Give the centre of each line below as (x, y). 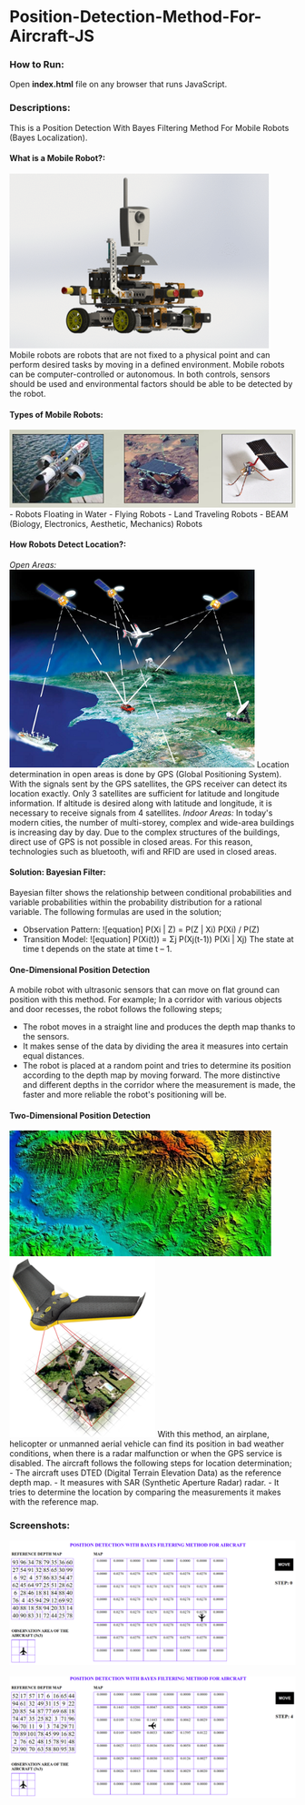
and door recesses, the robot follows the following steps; (116, 1009)
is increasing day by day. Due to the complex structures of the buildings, (145, 832)
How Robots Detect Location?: (68, 544)
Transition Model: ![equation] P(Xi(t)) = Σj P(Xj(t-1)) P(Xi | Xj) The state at (158, 938)
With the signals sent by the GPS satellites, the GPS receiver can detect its (148, 784)
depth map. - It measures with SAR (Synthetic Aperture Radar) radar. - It (144, 1483)
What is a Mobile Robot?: (58, 158)
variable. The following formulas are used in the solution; (116, 911)
